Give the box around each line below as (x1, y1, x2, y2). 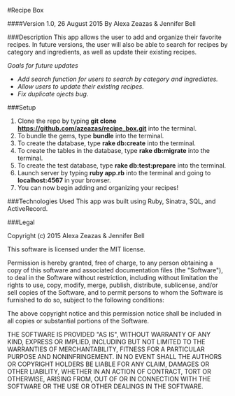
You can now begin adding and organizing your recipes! (17, 184, 179, 191)
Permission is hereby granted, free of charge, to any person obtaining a (7, 258, 213, 267)
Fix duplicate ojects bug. (17, 90, 89, 98)
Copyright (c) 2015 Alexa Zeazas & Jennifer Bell (7, 232, 145, 240)
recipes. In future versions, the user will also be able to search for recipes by (7, 41, 228, 48)
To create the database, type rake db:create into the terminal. (17, 139, 196, 147)
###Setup (7, 103, 36, 111)
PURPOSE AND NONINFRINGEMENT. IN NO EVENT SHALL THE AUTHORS (7, 353, 222, 360)
